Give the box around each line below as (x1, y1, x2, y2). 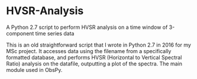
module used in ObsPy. (6, 66, 63, 73)
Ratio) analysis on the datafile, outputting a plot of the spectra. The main (6, 60, 182, 67)
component (6, 29, 34, 37)
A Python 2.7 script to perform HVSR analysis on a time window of (6, 24, 168, 31)
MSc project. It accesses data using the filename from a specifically (6, 47, 172, 54)
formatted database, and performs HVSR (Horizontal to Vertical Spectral (6, 54, 182, 61)
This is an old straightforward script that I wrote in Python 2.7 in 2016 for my (6, 41, 191, 48)
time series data (35, 29, 75, 37)
